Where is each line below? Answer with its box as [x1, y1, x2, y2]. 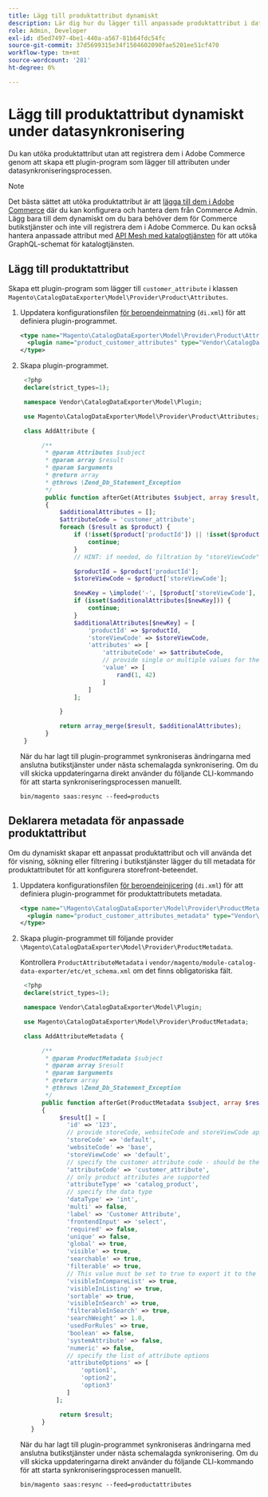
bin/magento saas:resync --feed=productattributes [19, 1481, 192, 1489]
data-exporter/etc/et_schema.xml [19, 968, 132, 976]
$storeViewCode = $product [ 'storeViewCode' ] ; [73, 575, 228, 583]
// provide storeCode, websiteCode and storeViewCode [66, 1128, 249, 1136]
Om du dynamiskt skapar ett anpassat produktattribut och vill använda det [8, 848, 252, 857]
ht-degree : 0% [8, 64, 56, 72]
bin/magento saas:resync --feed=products [19, 792, 160, 800]
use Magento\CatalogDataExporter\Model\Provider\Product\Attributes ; [23, 413, 260, 421]
